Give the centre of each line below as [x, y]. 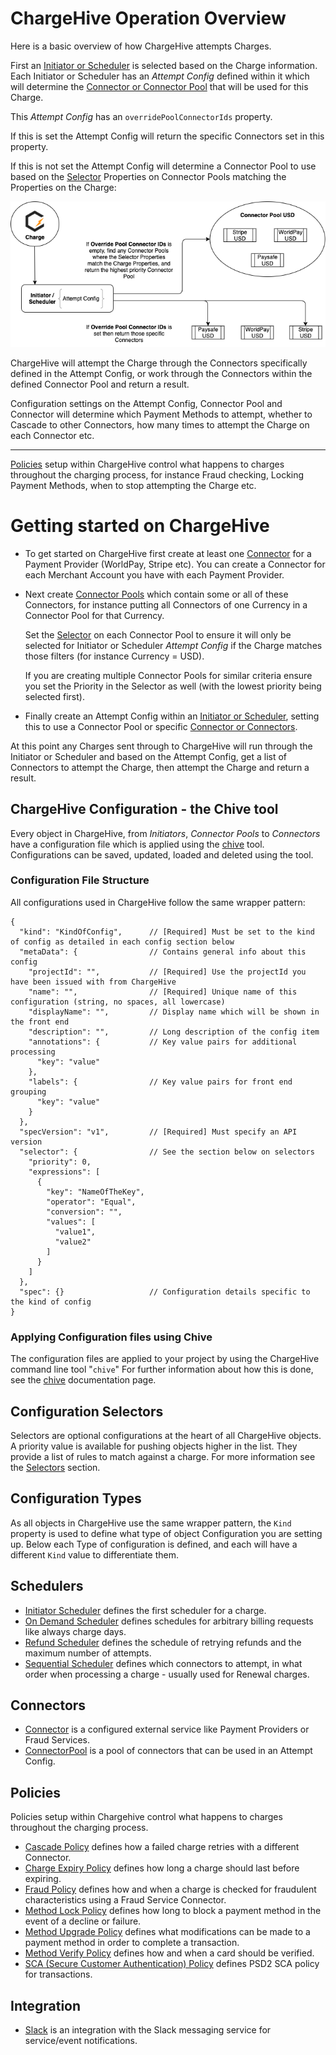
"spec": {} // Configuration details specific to [165, 1292]
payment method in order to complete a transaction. [132, 1943]
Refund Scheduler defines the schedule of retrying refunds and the [163, 1642]
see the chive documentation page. [83, 1380]
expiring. [43, 1879]
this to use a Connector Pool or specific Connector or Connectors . [161, 726]
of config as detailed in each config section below [122, 942]
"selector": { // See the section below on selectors [167, 1152]
